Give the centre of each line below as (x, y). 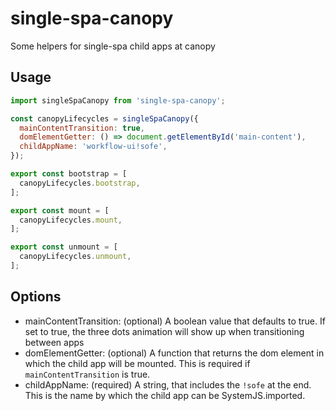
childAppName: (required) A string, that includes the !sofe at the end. (168, 384)
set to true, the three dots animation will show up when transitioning (164, 331)
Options (36, 297)
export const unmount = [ (64, 247)
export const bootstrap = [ (69, 174)
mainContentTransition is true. (87, 374)
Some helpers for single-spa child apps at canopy (113, 46)
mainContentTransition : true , (82, 128)
